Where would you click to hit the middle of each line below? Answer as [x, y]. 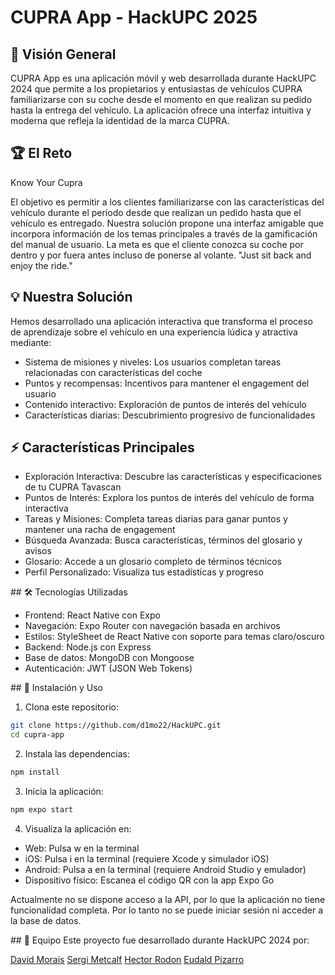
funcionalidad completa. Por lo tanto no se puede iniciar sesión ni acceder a [167, 910]
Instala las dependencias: [77, 754]
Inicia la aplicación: [64, 792]
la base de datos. [46, 920]
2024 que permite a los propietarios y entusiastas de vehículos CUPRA [156, 89]
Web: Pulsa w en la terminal [82, 848]
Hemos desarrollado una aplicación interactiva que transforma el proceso [162, 321]
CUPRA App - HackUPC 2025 [134, 17]
